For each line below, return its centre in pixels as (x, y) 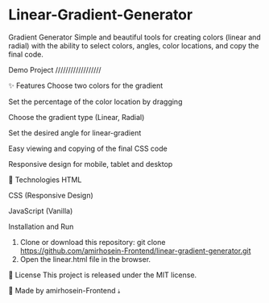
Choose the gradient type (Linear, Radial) (77, 117)
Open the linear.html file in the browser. (85, 259)
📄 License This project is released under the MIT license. (103, 275)
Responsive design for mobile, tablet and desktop (91, 164)
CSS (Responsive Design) (51, 195)
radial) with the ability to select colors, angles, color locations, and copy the (134, 45)
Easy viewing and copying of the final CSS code (88, 148)
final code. (26, 54)
